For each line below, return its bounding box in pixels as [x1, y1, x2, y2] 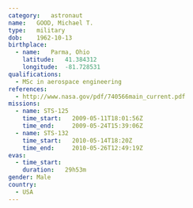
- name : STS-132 [15, 129, 69, 137]
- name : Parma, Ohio [15, 48, 90, 56]
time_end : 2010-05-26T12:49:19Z [22, 144, 144, 152]
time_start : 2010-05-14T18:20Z [22, 136, 133, 145]
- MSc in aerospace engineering [15, 78, 123, 85]
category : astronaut [8, 11, 83, 20]
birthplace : [8, 41, 47, 49]
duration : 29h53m [22, 166, 87, 174]
